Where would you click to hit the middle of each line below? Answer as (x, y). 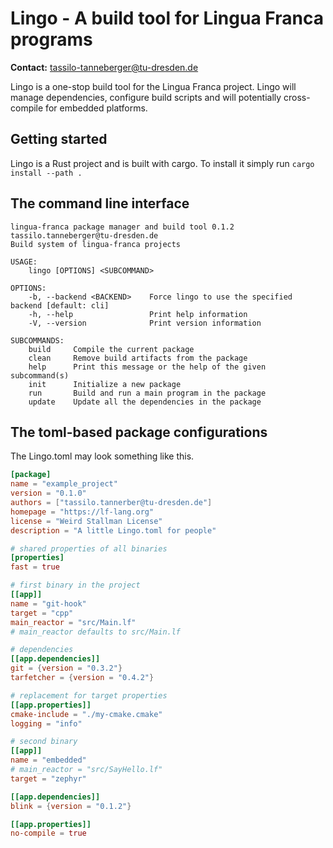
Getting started (59, 139)
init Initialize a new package (105, 384)
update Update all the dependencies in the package (145, 402)
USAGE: (24, 262)
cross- (297, 97)
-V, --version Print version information (145, 323)
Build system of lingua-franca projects (96, 244)
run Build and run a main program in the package (147, 393)
